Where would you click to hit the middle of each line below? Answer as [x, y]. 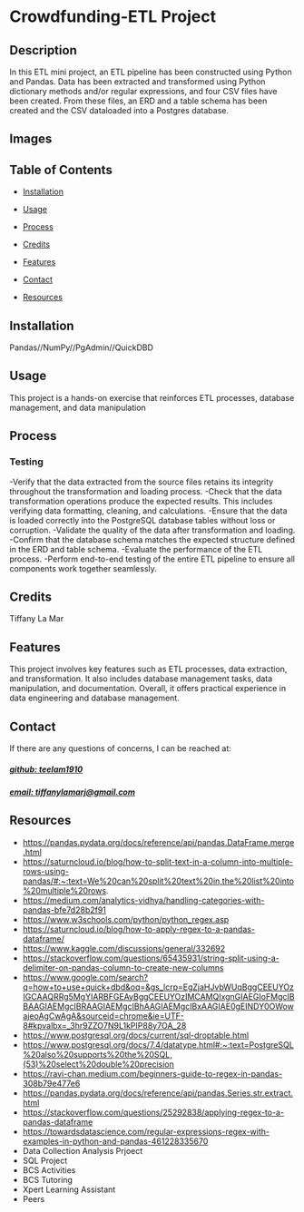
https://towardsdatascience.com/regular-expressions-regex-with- [146, 1131]
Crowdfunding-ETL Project [113, 17]
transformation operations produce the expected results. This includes [141, 501]
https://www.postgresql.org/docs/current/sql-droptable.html [136, 1035]
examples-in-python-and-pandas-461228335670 [115, 1141]
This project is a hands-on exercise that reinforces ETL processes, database [152, 397]
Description [43, 50]
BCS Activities [49, 1170]
